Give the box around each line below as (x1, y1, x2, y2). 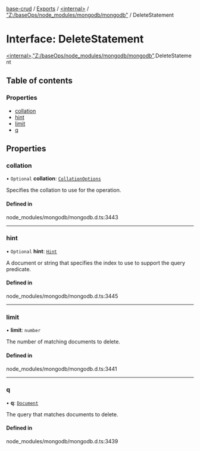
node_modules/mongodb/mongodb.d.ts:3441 (6, 365, 117, 372)
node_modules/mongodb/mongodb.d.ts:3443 (6, 213, 118, 220)
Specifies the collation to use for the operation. (6, 186, 121, 194)
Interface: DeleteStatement (6, 32, 144, 46)
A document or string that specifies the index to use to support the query (6, 259, 186, 266)
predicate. (6, 265, 32, 272)
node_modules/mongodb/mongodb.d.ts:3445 (6, 293, 118, 300)
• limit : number (6, 327, 41, 334)
